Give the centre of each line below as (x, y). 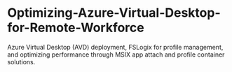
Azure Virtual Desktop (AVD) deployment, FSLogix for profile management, (115, 47)
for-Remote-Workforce (76, 28)
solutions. (21, 62)
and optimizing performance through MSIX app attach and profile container (116, 55)
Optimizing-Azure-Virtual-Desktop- (114, 13)
